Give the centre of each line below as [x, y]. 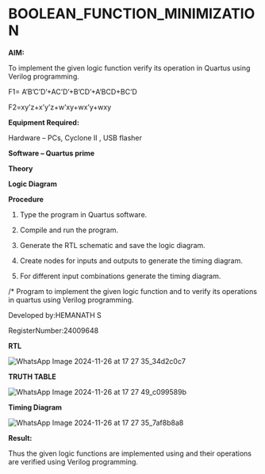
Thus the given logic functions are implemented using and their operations [130, 453]
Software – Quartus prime [52, 153]
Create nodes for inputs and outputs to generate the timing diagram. [131, 260]
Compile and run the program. [69, 230]
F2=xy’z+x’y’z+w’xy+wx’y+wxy [60, 107]
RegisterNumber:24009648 [54, 331]
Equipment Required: [44, 122]
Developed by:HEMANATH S [55, 315]
